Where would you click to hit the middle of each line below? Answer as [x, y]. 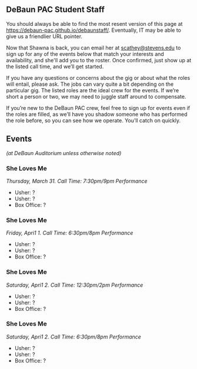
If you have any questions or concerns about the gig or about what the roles [98, 78]
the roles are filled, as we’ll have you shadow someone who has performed [97, 114]
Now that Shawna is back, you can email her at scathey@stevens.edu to [94, 48]
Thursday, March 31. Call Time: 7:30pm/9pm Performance [77, 181]
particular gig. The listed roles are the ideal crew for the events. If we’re [93, 90]
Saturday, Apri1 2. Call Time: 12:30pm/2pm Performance [75, 285]
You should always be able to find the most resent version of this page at [94, 24]
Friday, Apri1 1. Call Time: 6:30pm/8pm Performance [70, 233]
